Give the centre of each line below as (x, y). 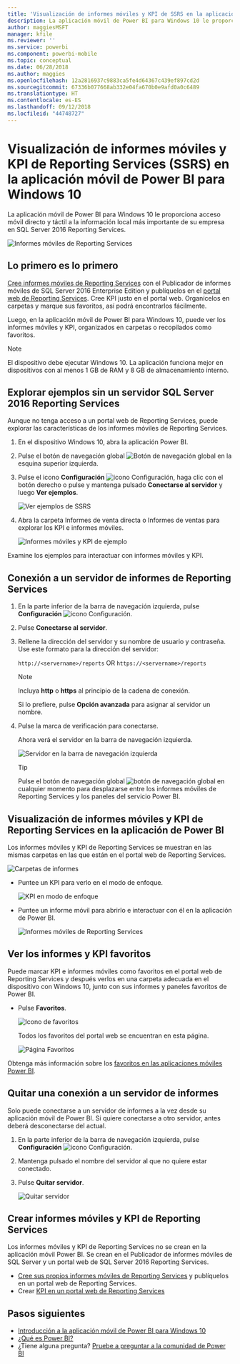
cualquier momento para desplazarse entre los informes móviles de (117, 789)
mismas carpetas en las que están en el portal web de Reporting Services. (117, 855)
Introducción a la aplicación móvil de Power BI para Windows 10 (112, 1331)
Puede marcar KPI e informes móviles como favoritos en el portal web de (115, 971)
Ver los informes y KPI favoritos (79, 954)
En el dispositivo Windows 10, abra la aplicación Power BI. (103, 442)
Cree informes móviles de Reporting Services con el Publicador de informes (119, 283)
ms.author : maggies (36, 74)
